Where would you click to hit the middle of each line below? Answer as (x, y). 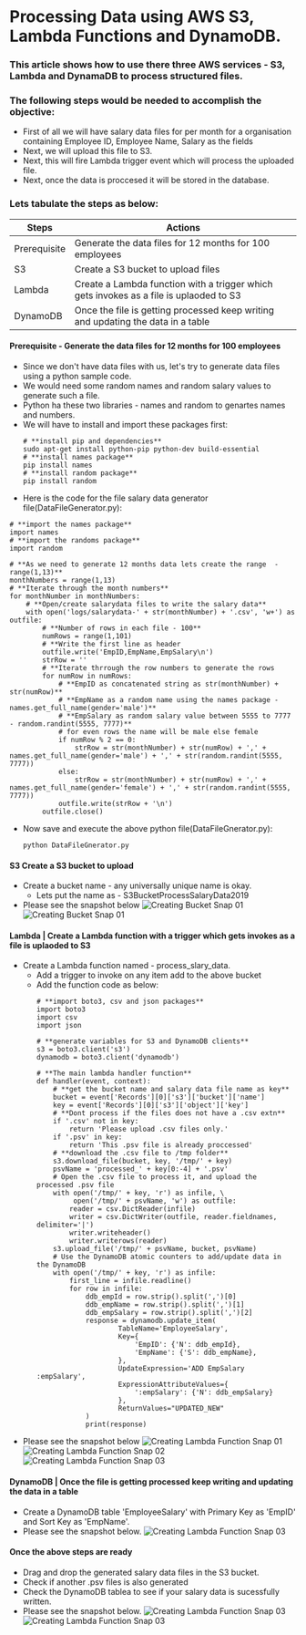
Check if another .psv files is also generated (105, 1582)
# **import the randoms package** (75, 540)
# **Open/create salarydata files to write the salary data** (146, 604)
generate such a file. (61, 395)
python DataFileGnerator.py (76, 845)
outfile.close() (73, 812)
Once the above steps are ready (71, 1552)
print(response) (116, 1424)
